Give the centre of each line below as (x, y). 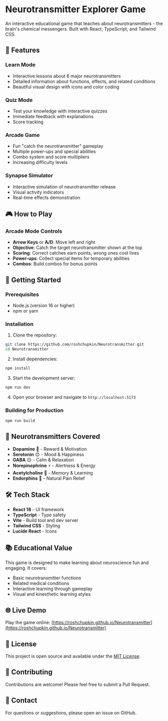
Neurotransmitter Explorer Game (76, 9)
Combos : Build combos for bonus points (55, 264)
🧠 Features (23, 50)
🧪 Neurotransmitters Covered (53, 437)
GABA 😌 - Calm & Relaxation (43, 460)
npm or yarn (25, 311)
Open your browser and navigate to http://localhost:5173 (74, 397)
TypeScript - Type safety (39, 515)
